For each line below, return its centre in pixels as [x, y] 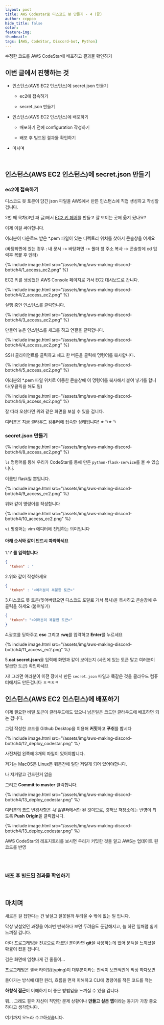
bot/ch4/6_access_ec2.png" [34, 401]
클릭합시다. [54, 816]
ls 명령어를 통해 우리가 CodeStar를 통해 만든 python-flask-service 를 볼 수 [78, 462]
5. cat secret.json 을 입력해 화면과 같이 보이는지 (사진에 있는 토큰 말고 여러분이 [80, 660]
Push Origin [26, 816]
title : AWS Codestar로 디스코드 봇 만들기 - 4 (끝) [54, 14]
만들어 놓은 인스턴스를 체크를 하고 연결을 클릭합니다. [55, 330]
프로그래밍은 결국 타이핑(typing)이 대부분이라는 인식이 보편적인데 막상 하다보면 [80, 970]
